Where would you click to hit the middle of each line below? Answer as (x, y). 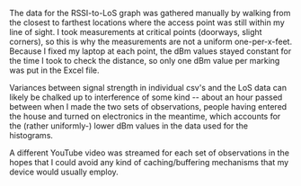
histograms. (31, 135)
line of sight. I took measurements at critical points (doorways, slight (136, 32)
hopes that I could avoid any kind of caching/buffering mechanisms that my (149, 162)
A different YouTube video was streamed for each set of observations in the (150, 153)
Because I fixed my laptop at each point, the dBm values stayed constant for (150, 51)
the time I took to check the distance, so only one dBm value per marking (145, 61)
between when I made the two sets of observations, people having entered (148, 106)
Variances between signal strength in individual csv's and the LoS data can (148, 88)
